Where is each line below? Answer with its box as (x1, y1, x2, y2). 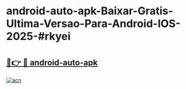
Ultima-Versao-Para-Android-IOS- (6, 17, 181, 30)
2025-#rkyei (6, 30, 71, 43)
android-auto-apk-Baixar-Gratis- (6, 4, 173, 18)
